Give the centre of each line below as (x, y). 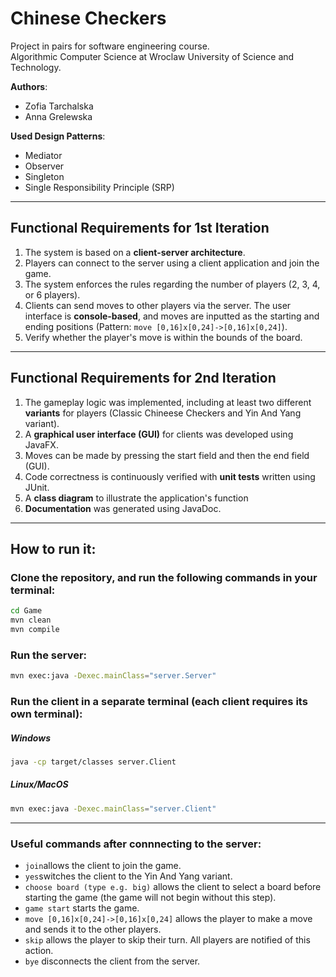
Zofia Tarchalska (59, 106)
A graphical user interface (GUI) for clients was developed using (159, 434)
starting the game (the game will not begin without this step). (150, 897)
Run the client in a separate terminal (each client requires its (159, 701)
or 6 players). (52, 294)
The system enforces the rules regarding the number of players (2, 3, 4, (172, 284)
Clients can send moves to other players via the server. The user (158, 305)
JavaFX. (41, 444)
